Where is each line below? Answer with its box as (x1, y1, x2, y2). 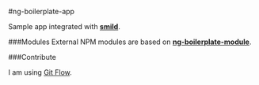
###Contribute (8, 53, 57, 61)
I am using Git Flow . (8, 68, 73, 77)
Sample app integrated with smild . (8, 22, 120, 31)
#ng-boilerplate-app (8, 7, 75, 16)
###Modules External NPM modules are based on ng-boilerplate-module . (8, 37, 252, 46)
